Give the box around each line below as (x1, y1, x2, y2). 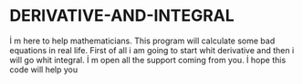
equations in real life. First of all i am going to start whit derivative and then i (9, 44, 295, 55)
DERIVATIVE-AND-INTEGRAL (9, 5, 235, 26)
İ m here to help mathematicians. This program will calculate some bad (9, 35, 276, 46)
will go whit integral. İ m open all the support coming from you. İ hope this (9, 54, 287, 65)
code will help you (9, 64, 78, 75)
